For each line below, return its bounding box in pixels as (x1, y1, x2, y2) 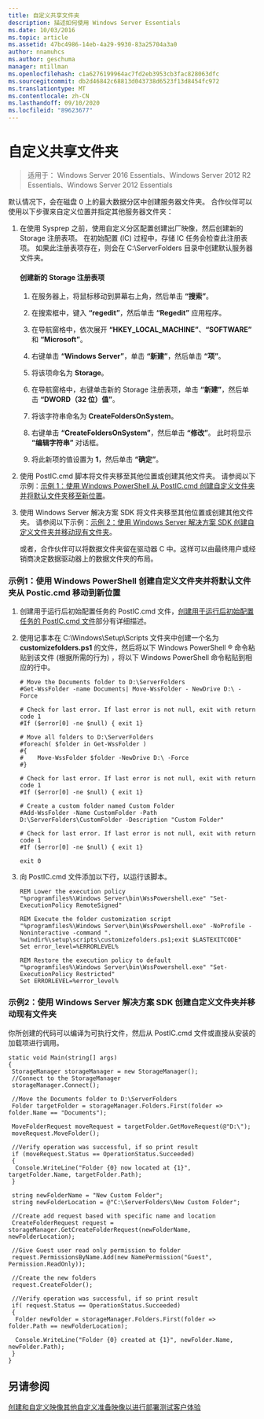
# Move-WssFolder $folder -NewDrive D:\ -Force (19, 754, 189, 762)
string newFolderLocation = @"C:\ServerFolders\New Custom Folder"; (11, 1198, 241, 1206)
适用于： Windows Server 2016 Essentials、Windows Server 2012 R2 (27, 170, 251, 179)
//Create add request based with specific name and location (11, 1212, 216, 1220)
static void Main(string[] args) (8, 1053, 118, 1062)
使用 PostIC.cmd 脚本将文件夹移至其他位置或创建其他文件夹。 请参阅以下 (19, 471, 256, 481)
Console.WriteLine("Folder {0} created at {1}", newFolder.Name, (15, 1336, 234, 1343)
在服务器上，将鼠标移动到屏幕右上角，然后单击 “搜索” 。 (31, 292, 214, 301)
